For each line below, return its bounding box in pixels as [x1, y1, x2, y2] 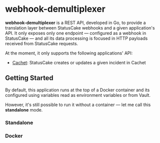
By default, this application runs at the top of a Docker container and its [5, 87, 150, 93]
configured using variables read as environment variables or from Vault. [5, 92, 151, 98]
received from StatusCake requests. [5, 40, 78, 46]
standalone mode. [5, 107, 43, 113]
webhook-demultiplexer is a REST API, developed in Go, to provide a [5, 20, 146, 26]
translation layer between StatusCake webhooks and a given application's [5, 25, 155, 30]
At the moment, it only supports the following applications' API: [5, 50, 133, 56]
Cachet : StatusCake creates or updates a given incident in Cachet [12, 59, 146, 65]
